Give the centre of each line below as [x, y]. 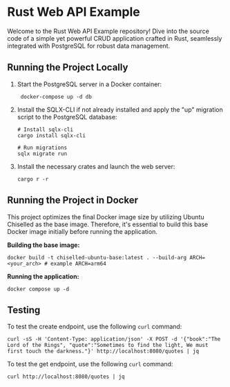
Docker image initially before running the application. [82, 231]
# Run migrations [42, 148]
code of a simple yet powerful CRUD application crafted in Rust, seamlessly [115, 38]
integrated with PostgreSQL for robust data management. [89, 46]
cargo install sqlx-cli [51, 135]
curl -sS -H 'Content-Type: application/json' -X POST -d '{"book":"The [114, 339]
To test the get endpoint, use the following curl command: [90, 364]
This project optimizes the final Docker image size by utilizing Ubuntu [106, 217]
